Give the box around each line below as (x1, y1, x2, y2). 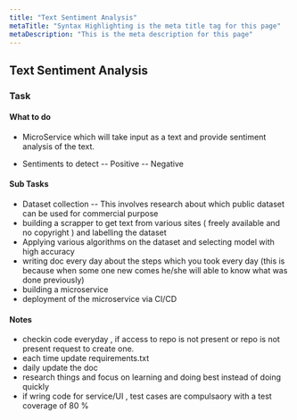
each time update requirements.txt (21, 353, 150, 364)
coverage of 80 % (21, 400, 89, 411)
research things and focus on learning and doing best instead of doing (21, 372, 282, 382)
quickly (21, 382, 50, 392)
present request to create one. (21, 343, 135, 354)
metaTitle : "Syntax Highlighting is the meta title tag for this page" (9, 21, 281, 30)
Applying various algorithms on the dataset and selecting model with (21, 237, 275, 248)
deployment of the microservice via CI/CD (21, 294, 177, 305)
